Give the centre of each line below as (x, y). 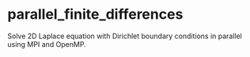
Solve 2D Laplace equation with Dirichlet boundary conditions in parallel (125, 36)
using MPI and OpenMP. (47, 44)
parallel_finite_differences (95, 14)
